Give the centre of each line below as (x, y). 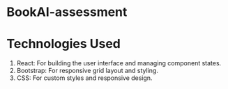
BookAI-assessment (67, 12)
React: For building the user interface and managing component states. (119, 63)
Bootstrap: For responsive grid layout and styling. (87, 71)
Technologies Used (64, 44)
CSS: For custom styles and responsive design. (84, 78)
